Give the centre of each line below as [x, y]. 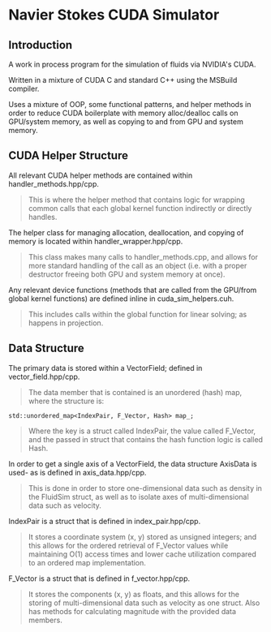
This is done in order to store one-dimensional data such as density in [145, 488]
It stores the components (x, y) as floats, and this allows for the [133, 594]
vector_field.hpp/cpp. [44, 376]
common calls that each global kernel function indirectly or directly [140, 208]
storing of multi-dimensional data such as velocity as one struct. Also [144, 603]
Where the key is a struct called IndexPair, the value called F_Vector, [142, 431]
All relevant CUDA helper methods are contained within [101, 175]
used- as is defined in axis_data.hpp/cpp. [77, 472]
